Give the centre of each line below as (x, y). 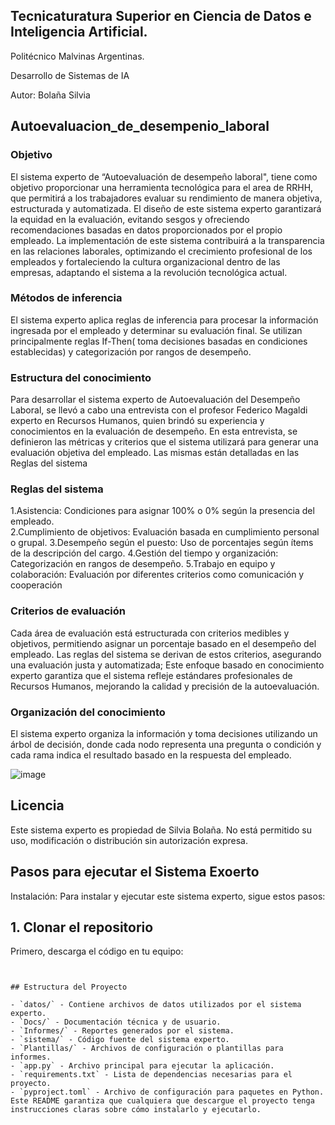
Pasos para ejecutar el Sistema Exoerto (135, 872)
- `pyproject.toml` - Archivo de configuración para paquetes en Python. (167, 1092)
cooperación (36, 585)
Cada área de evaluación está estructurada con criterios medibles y (150, 633)
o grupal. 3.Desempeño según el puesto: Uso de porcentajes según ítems (162, 543)
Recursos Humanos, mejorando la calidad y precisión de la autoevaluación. (165, 686)
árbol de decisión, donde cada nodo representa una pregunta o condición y (166, 744)
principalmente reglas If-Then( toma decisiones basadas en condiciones (159, 341)
